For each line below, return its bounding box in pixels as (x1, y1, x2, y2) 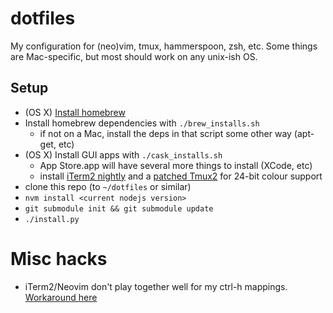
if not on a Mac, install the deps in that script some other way (39, 127, 292, 139)
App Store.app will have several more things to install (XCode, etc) (39, 159, 313, 171)
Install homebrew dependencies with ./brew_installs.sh (24, 117, 260, 129)
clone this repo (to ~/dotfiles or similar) (24, 180, 192, 192)
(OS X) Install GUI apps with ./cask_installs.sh (24, 148, 223, 161)
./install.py (24, 214, 80, 224)
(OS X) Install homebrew (24, 106, 126, 118)
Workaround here (24, 291, 98, 303)
